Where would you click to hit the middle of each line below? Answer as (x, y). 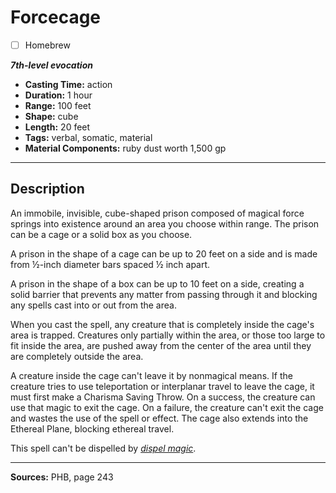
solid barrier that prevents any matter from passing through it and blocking (164, 294)
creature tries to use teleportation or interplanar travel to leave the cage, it (162, 386)
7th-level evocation (51, 65)
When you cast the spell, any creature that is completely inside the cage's (162, 324)
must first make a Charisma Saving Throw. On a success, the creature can (163, 397)
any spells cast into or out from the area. (93, 305)
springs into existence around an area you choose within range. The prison (165, 223)
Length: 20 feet (57, 127)
